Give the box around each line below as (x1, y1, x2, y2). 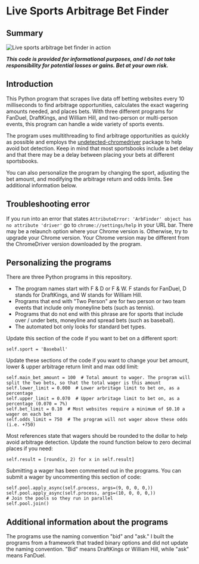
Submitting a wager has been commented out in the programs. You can (6, 467, 182, 474)
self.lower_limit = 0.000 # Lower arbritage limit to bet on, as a (6, 385, 180, 391)
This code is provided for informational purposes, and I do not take (6, 56, 176, 62)
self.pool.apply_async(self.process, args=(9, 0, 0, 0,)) (6, 485, 153, 491)
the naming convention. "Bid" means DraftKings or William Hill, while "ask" (6, 545, 189, 553)
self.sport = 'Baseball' (6, 346, 68, 352)
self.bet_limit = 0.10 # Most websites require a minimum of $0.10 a (6, 406, 185, 412)
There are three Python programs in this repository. (6, 273, 132, 281)
